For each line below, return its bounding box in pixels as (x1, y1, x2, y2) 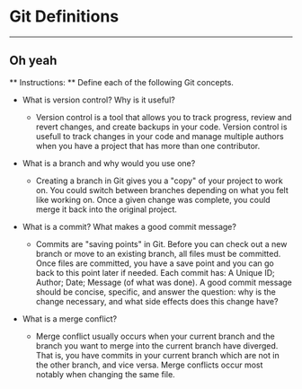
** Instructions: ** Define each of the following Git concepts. (9, 76, 234, 87)
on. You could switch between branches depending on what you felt (35, 184, 289, 195)
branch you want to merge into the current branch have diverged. (35, 340, 279, 351)
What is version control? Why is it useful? (22, 94, 175, 105)
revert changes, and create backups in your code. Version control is (35, 121, 288, 132)
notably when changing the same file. (35, 368, 175, 379)
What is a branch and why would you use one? (22, 157, 196, 168)
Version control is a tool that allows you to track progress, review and (35, 111, 292, 122)
